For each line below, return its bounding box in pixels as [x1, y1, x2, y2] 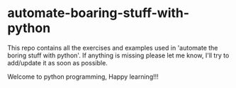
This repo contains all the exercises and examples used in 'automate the [7, 43, 218, 52]
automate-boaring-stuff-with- [7, 5, 190, 21]
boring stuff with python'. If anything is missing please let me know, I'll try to [7, 51, 230, 60]
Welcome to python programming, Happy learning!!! [7, 72, 159, 81]
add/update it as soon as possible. [7, 58, 108, 67]
